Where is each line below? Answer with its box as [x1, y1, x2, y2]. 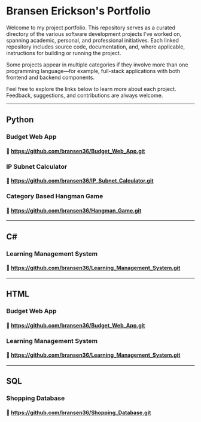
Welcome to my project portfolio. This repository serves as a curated [6, 24, 175, 31]
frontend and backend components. [6, 74, 95, 81]
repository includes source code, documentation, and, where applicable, [6, 43, 185, 50]
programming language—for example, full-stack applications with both [6, 67, 181, 74]
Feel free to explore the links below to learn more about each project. [6, 85, 176, 92]
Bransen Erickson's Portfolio [6, 4, 151, 18]
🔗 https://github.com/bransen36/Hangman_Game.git [6, 207, 142, 214]
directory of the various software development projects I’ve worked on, [6, 30, 182, 37]
